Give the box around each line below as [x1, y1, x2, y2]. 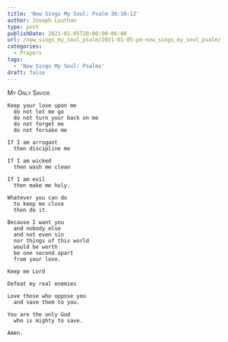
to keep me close [13, 200, 65, 207]
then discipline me [13, 145, 71, 152]
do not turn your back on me [13, 114, 99, 121]
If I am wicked [7, 157, 52, 164]
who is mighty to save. [13, 317, 83, 324]
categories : [7, 43, 42, 50]
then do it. [13, 206, 49, 213]
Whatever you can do [7, 194, 68, 201]
